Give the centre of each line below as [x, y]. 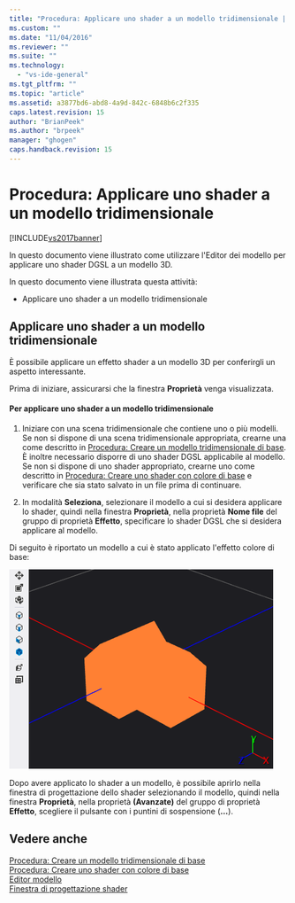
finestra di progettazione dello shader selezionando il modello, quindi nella [144, 792]
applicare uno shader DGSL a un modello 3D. [91, 264]
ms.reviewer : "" [39, 47]
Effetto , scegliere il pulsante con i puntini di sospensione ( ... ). [121, 811]
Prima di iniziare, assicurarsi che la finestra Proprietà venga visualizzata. [141, 388]
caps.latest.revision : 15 [57, 112]
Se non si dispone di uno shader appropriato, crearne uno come [138, 466]
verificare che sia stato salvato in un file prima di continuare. [132, 485]
